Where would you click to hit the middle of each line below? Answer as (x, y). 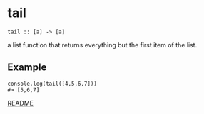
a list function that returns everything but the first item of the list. (102, 45)
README (21, 103)
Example (27, 68)
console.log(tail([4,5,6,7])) (52, 84)
